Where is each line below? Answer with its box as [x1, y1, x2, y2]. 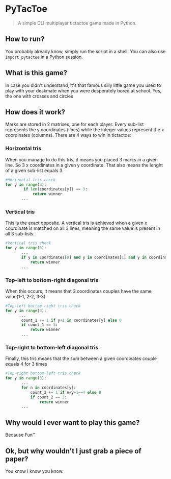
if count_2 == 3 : [30, 394, 67, 400]
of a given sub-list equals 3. [5, 167, 64, 174]
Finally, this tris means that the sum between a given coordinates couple [5, 355, 157, 362]
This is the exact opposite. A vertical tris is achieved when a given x [5, 220, 148, 226]
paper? [5, 454, 28, 463]
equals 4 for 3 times [5, 361, 47, 367]
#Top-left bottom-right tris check [5, 303, 81, 308]
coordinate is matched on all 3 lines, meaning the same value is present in [5, 225, 160, 231]
